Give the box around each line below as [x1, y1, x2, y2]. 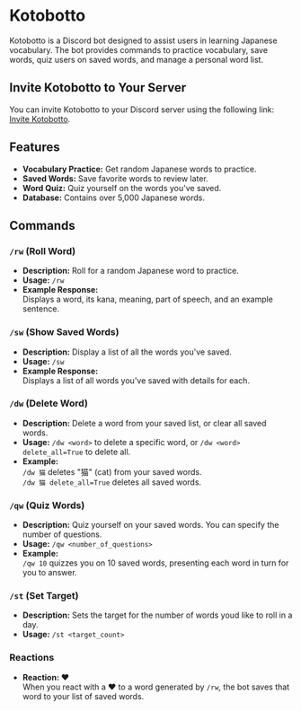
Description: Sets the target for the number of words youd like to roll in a [22, 610, 293, 620]
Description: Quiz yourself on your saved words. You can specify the [22, 520, 279, 531]
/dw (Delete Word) [9, 397, 88, 409]
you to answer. [22, 567, 78, 578]
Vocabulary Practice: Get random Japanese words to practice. [22, 163, 257, 174]
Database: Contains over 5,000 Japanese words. [22, 192, 205, 203]
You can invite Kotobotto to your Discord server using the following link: [9, 104, 275, 115]
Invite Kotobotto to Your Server [9, 80, 187, 95]
